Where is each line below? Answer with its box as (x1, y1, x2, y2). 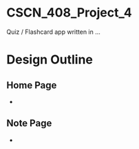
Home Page (6, 79, 57, 91)
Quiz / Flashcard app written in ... (6, 28, 101, 36)
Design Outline (6, 52, 94, 68)
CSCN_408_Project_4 (6, 5, 132, 21)
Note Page (6, 117, 52, 129)
